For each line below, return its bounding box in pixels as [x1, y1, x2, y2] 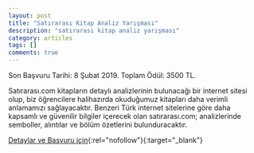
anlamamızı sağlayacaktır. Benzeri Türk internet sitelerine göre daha [8, 103, 231, 112]
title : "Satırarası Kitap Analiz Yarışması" [8, 19, 158, 27]
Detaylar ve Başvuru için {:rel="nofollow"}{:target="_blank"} [8, 135, 203, 144]
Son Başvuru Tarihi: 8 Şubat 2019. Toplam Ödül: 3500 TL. [8, 71, 197, 80]
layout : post [8, 11, 52, 20]
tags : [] [8, 41, 37, 49]
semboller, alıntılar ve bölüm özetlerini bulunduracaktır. [8, 120, 188, 129]
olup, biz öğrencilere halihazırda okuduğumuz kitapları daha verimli [8, 95, 229, 104]
